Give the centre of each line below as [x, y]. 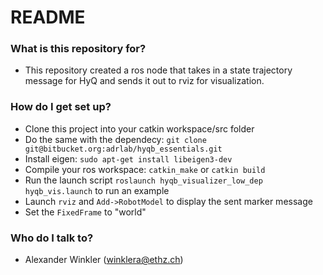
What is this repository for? [78, 49]
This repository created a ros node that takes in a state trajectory [158, 70]
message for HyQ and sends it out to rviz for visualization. [144, 81]
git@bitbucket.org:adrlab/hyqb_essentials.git [123, 149]
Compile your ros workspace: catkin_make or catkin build [145, 169]
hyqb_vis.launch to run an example [97, 190]
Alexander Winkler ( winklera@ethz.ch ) [104, 260]
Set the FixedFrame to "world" [85, 212]
